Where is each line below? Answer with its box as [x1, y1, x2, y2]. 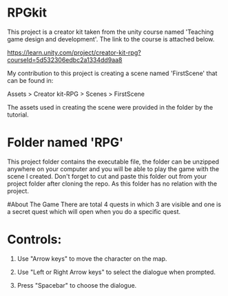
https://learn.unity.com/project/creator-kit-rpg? [7, 48, 141, 57]
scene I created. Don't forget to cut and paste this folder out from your [7, 172, 207, 180]
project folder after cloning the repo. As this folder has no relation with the [7, 179, 218, 188]
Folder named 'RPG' [7, 135, 124, 150]
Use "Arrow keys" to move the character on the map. [17, 254, 167, 263]
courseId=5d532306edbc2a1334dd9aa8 [7, 55, 123, 63]
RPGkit [7, 5, 47, 21]
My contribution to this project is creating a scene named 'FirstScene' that [7, 69, 218, 77]
